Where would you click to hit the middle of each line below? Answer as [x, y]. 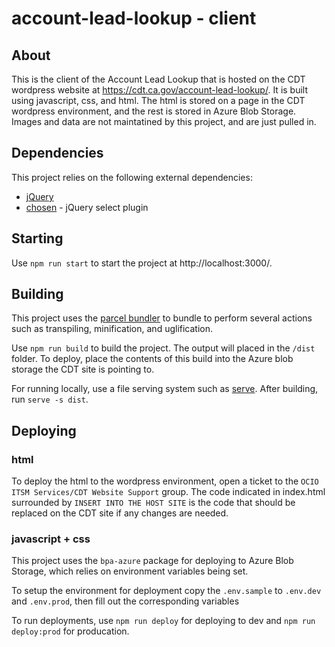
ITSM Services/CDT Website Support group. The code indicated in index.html [168, 492]
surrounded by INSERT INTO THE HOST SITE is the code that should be [153, 503]
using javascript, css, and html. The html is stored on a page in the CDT [158, 100]
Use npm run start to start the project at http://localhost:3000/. [142, 263]
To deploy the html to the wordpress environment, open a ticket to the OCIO [165, 481]
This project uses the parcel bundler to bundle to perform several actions [162, 318]
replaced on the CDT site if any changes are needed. [120, 513]
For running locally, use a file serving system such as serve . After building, [165, 389]
